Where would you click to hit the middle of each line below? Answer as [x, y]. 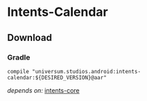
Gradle [19, 57]
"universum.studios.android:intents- [86, 71]
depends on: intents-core [43, 90]
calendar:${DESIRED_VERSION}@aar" [57, 77]
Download [29, 38]
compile [18, 71]
